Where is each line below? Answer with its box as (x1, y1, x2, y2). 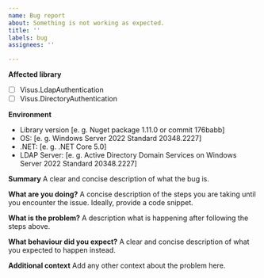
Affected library (8, 70, 62, 79)
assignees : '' (8, 41, 55, 49)
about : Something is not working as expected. (8, 19, 165, 27)
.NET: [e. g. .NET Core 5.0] (19, 142, 107, 151)
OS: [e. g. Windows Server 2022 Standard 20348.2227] (19, 134, 202, 143)
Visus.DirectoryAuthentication (19, 94, 117, 104)
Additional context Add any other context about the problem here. (8, 261, 226, 270)
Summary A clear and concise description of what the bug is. (8, 174, 210, 184)
